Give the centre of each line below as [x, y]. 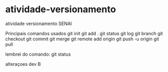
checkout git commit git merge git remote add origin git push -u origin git [82, 39]
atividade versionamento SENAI [39, 23]
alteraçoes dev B [23, 64]
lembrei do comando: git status [38, 54]
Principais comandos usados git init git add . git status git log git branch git [84, 33]
